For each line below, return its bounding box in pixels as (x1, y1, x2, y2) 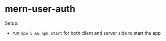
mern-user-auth (5, 3, 76, 15)
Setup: (5, 20, 19, 26)
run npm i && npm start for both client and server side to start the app (12, 30, 161, 36)
